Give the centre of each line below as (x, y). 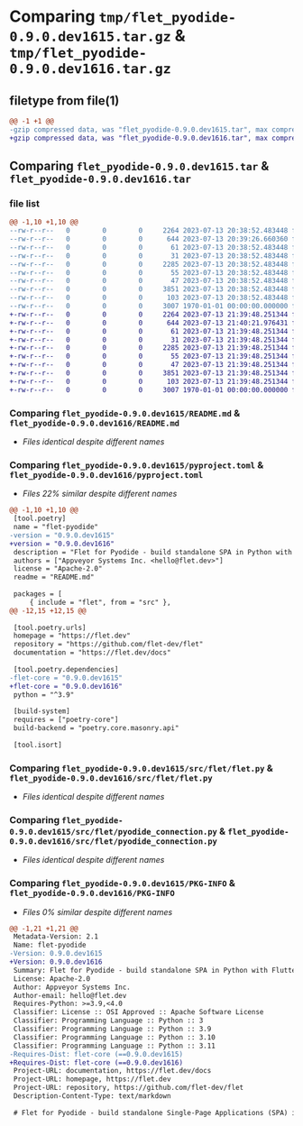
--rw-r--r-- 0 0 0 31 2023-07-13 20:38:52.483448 (149, 256)
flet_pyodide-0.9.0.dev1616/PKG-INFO (92, 893)
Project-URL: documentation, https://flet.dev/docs (112, 1071)
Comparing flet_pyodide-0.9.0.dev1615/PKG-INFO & (123, 883)
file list (25, 203)
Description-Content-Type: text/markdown (92, 1096)
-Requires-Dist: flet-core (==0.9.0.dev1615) (96, 1054)
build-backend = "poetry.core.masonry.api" (96, 728)
